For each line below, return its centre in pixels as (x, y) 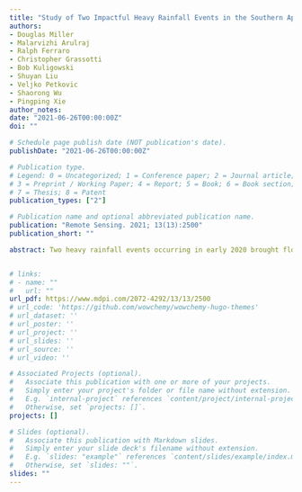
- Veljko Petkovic (44, 85)
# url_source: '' (42, 349)
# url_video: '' (40, 358)
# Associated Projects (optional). (76, 374)
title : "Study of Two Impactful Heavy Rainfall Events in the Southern (146, 18)
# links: (26, 274)
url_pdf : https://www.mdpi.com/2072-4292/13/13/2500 (110, 299)
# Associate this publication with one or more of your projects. (140, 382)
